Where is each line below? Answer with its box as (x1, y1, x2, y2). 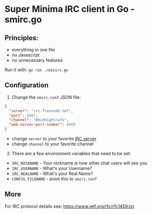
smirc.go (4, 14, 42, 25)
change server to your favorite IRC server (11, 136, 97, 142)
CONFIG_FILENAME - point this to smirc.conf (11, 176, 97, 182)
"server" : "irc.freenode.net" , (9, 108, 74, 113)
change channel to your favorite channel (11, 141, 94, 147)
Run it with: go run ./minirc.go (4, 67, 69, 73)
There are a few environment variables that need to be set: (11, 151, 131, 157)
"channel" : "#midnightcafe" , (9, 118, 69, 123)
